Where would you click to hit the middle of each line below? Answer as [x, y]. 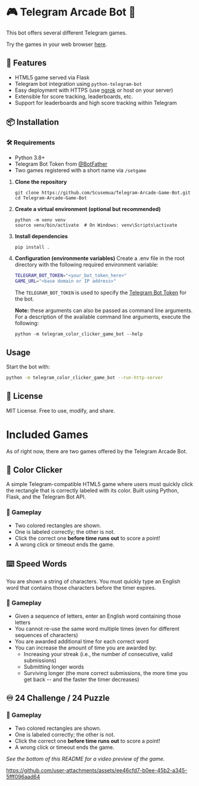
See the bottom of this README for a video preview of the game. [86, 759]
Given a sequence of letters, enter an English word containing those [98, 616]
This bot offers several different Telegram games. [67, 33]
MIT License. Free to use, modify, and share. [61, 410]
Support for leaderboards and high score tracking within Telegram [96, 103]
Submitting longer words [54, 667]
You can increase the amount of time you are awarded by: [86, 648]
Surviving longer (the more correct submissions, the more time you [106, 673]
